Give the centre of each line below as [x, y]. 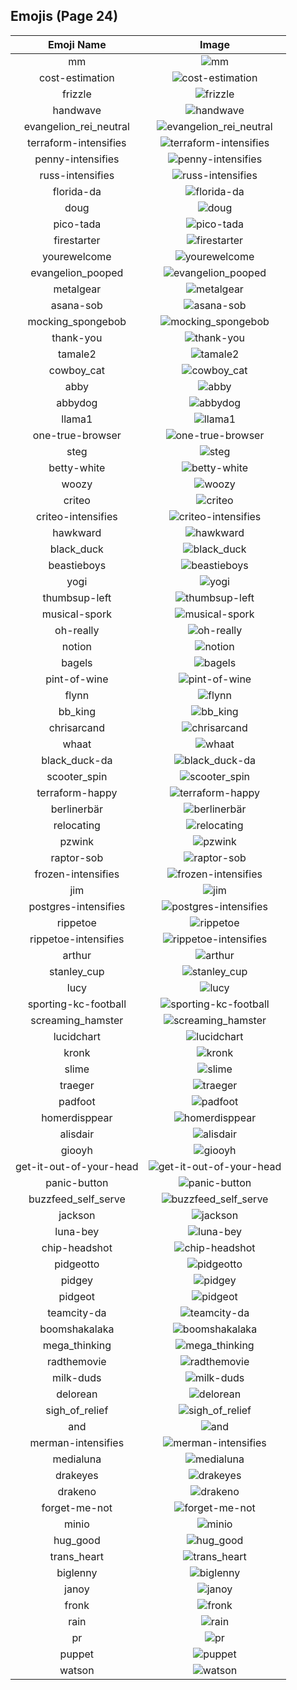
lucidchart [77, 1036]
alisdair [77, 1134]
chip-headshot [77, 1247]
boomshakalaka [77, 1329]
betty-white [77, 467]
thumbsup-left [77, 597]
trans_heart [77, 1556]
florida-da [77, 191]
